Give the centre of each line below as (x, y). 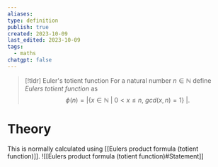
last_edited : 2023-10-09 (44, 40)
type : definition (33, 21)
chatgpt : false (30, 60)
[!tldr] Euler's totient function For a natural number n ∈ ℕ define (118, 80)
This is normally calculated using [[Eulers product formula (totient (103, 149)
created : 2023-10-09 (38, 34)
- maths (25, 54)
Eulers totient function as (61, 88)
